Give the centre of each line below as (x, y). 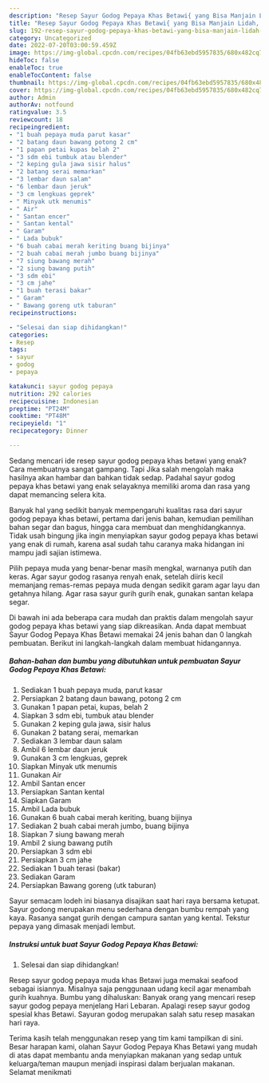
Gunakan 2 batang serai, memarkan (79, 732)
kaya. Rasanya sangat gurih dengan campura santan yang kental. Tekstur (130, 918)
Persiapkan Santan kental (62, 791)
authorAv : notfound (42, 105)
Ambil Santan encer (53, 783)
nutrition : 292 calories (50, 394)
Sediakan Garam (48, 877)
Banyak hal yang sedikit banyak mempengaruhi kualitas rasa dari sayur (126, 510)
